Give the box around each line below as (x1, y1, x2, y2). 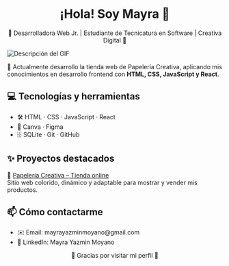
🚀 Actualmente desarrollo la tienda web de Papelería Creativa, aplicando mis (7, 62, 222, 71)
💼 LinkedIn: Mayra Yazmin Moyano (16, 238, 115, 246)
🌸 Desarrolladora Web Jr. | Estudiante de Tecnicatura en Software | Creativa (8, 29, 222, 37)
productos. (7, 185, 38, 194)
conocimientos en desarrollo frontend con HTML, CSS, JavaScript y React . (7, 70, 220, 78)
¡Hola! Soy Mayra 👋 (59, 6, 170, 22)
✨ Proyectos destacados (7, 153, 115, 165)
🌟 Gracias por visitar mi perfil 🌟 (70, 252, 159, 260)
